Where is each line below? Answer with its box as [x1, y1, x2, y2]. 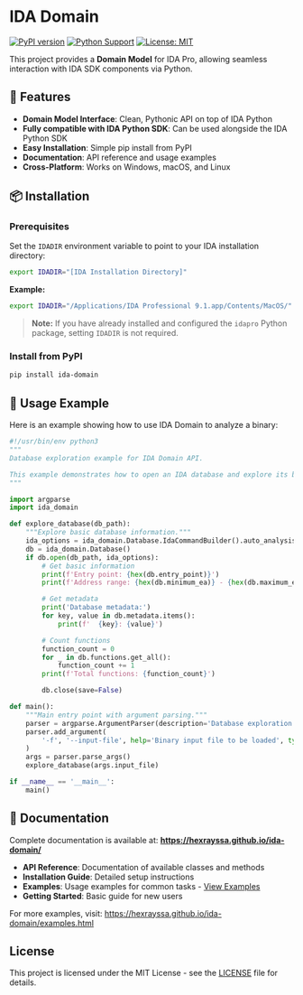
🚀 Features [9, 89, 71, 105]
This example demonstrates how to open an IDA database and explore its [9, 470, 289, 479]
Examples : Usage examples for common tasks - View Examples [22, 880, 261, 891]
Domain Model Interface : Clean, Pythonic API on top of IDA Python [22, 113, 273, 124]
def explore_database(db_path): [9, 519, 131, 529]
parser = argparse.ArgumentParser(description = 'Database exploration [25, 719, 293, 728]
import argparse [9, 495, 70, 504]
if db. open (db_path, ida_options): [25, 553, 160, 562]
